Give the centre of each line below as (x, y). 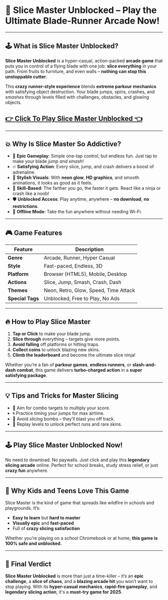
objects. (13, 102)
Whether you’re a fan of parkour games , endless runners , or (68, 365)
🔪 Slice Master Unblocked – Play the (81, 10)
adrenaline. (24, 172)
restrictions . (25, 206)
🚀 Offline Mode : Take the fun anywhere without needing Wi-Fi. (77, 212)
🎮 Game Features (34, 233)
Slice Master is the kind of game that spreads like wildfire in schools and (79, 503)
